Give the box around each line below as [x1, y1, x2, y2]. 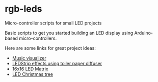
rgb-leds [5, 3, 42, 15]
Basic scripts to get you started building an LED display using [5, 30, 134, 36]
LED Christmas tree [12, 71, 53, 77]
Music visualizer [12, 54, 46, 61]
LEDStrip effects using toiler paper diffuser [12, 60, 102, 66]
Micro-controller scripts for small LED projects [5, 20, 102, 26]
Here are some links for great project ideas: [5, 45, 96, 51]
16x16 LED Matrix [12, 66, 49, 72]
